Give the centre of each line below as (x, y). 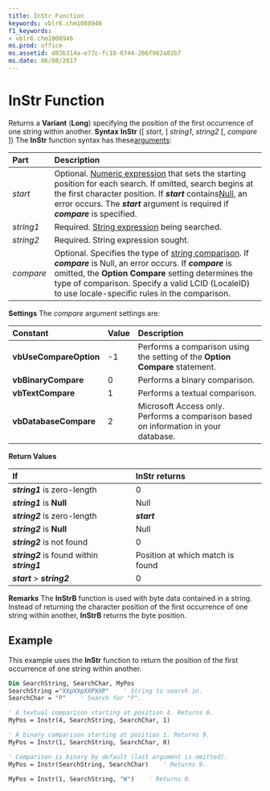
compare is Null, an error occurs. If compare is (143, 263)
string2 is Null (39, 528)
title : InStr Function (46, 16)
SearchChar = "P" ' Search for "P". (75, 698)
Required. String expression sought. (122, 240)
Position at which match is (185, 555)
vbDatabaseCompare (54, 421)
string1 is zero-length (55, 490)
